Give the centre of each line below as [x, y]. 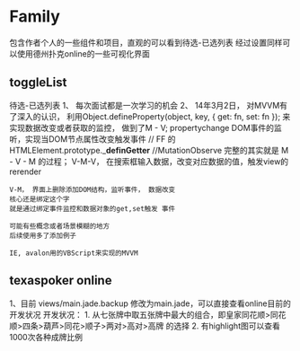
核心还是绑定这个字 [40, 199]
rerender [26, 171]
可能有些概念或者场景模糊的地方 [60, 226]
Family [35, 17]
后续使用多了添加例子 [43, 235]
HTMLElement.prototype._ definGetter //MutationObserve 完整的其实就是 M [149, 150]
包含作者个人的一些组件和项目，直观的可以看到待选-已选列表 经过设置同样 [146, 42]
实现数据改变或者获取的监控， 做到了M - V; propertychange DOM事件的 [142, 127]
